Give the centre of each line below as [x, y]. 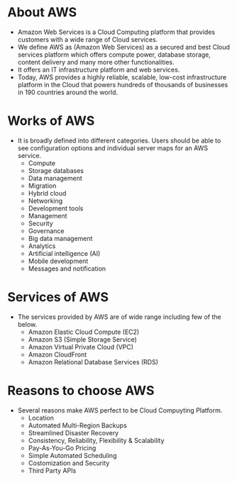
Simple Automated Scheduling [72, 455]
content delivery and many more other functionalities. [96, 62]
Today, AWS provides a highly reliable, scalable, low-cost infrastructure [122, 77]
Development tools [56, 208]
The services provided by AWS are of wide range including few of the [119, 317]
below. [27, 324]
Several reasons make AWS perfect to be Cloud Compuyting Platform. [120, 410]
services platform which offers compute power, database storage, [114, 55]
